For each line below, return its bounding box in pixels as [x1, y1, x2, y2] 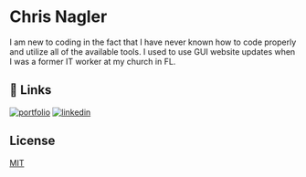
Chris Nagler [9, 6, 108, 27]
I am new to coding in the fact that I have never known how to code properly [9, 36, 297, 47]
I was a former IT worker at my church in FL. [9, 56, 176, 67]
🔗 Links [9, 82, 52, 98]
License [9, 133, 56, 149]
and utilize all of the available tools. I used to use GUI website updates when [9, 46, 296, 57]
